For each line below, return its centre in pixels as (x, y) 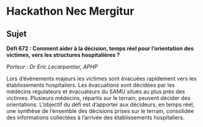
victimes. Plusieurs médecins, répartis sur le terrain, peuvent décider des (98, 98)
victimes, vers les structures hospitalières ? (63, 55)
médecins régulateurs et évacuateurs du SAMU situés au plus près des (96, 92)
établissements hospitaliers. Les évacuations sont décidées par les (91, 85)
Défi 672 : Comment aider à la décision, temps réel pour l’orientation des (100, 48)
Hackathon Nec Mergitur (70, 11)
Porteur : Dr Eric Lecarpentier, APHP (52, 67)
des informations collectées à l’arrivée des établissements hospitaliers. (95, 118)
